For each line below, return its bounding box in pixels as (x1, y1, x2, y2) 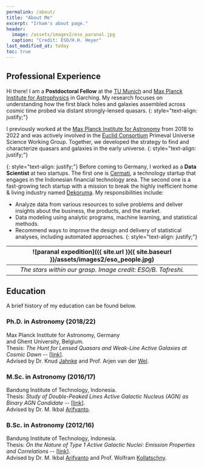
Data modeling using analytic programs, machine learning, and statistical (15, 213, 197, 221)
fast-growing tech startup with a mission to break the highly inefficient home (6, 182, 198, 190)
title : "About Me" (6, 15, 53, 21)
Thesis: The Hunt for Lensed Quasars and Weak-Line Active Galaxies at (6, 344, 187, 351)
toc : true (6, 49, 32, 55)
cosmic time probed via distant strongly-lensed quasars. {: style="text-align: (6, 107, 197, 114)
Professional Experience (6, 71, 101, 82)
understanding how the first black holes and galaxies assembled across (6, 100, 186, 107)
